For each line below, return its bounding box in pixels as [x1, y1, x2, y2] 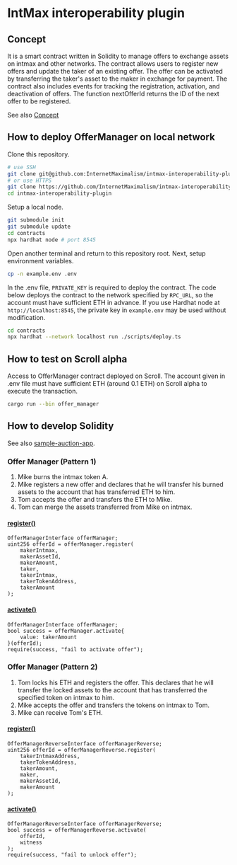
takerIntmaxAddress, [20, 752, 80, 760]
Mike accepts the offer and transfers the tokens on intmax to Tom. [17, 701, 210, 709]
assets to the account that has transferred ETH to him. [17, 488, 176, 496]
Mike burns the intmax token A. [17, 473, 109, 481]
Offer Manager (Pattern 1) [7, 457, 97, 466]
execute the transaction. [7, 387, 78, 396]
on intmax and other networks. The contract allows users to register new [7, 59, 219, 68]
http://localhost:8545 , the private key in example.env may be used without [7, 306, 226, 314]
